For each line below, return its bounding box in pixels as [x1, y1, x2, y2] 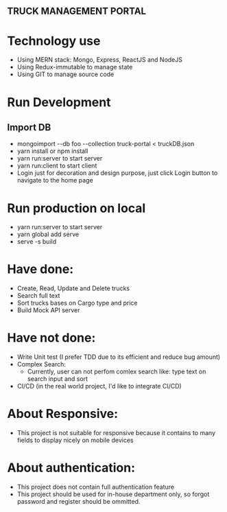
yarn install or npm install [16, 147, 88, 155]
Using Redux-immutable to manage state [16, 63, 133, 71]
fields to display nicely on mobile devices [16, 436, 134, 445]
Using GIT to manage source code [16, 70, 115, 78]
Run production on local [7, 200, 146, 216]
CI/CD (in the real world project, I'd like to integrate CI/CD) [16, 382, 182, 391]
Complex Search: [16, 360, 67, 369]
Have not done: [7, 330, 96, 346]
